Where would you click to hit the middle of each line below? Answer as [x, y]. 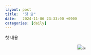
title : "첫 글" [20, 14]
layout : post [18, 9]
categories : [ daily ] [26, 23]
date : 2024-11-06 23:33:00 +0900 [41, 18]
